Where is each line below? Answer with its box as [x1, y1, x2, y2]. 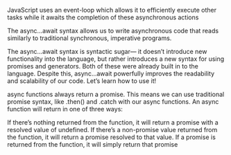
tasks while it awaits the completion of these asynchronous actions [7, 13, 199, 21]
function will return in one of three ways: [7, 105, 123, 113]
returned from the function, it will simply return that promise [7, 140, 178, 148]
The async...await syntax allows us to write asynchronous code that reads [7, 27, 219, 35]
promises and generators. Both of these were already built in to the [7, 62, 199, 70]
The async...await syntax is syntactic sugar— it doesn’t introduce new [7, 48, 207, 55]
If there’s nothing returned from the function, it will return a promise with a [7, 118, 219, 127]
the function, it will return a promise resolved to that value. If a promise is [7, 133, 216, 141]
